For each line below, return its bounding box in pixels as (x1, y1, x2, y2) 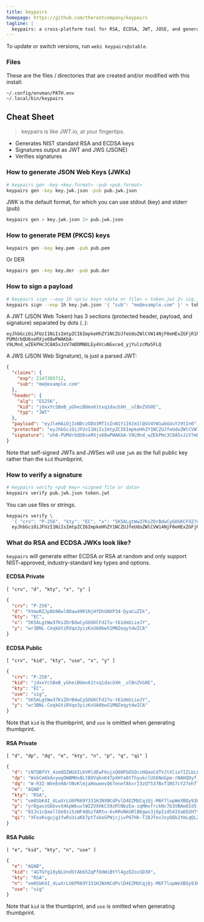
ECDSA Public (6, 644, 42, 651)
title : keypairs (6, 9, 47, 15)
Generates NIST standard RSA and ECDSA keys (15, 140, 135, 147)
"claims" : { (12, 370, 42, 376)
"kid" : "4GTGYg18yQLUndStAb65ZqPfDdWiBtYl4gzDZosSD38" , (12, 869, 156, 875)
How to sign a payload (6, 282, 73, 291)
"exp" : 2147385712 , (17, 375, 67, 381)
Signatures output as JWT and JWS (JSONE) (15, 146, 128, 154)
